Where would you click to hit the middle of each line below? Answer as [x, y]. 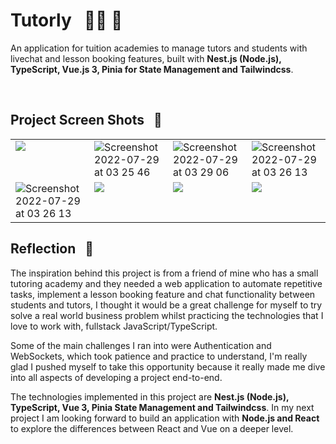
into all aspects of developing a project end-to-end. [116, 377]
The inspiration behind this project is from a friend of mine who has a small [164, 273]
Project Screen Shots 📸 [86, 120]
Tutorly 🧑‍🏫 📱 [66, 20]
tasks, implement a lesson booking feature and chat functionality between [163, 294]
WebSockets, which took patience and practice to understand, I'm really [159, 356]
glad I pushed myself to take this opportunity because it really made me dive [168, 366]
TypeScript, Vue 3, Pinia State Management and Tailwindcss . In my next [162, 407]
